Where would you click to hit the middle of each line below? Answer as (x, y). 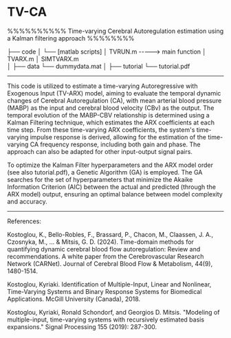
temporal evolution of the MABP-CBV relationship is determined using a (108, 115)
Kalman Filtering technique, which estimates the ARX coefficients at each (111, 122)
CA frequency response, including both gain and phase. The (115, 144)
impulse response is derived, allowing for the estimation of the (118, 137)
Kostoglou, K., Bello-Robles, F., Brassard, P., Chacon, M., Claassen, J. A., (110, 234)
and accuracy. (27, 201)
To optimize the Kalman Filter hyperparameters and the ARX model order (110, 165)
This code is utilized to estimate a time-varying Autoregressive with (102, 86)
